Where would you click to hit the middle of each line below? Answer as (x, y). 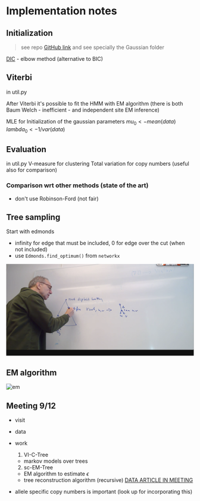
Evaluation (26, 149)
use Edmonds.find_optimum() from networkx (67, 256)
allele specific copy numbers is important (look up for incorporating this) (104, 492)
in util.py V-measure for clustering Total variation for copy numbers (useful (98, 164)
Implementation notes (62, 11)
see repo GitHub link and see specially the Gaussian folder (93, 47)
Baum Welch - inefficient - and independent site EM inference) (83, 110)
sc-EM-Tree (38, 468)
